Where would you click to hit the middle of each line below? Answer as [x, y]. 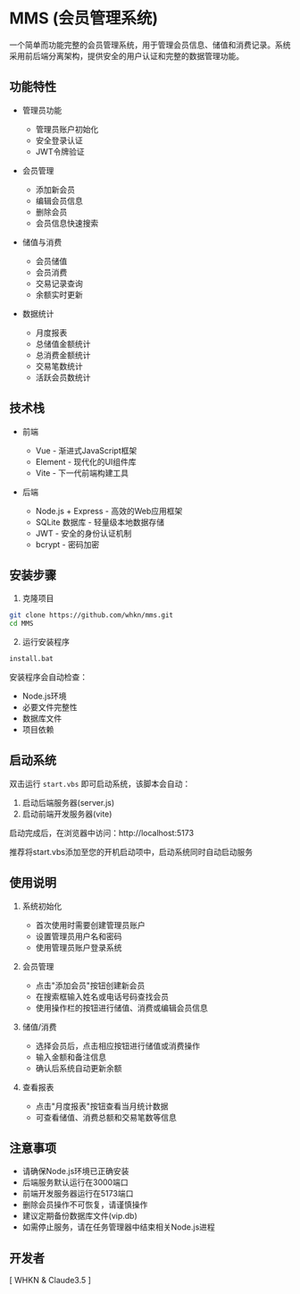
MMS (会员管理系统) [84, 18]
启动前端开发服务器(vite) [67, 814]
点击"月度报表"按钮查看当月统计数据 [102, 1106]
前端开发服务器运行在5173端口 [78, 1194]
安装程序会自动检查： [48, 677]
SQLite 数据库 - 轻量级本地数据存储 [100, 522]
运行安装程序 [46, 642]
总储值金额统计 [63, 343]
